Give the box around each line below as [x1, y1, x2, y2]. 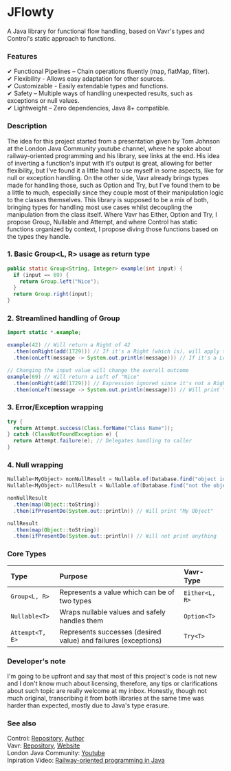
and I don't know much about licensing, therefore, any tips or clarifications [7, 679, 218, 687]
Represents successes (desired [59, 627, 162, 636]
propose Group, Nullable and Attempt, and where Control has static [7, 217, 198, 226]
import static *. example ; [7, 329, 81, 336]
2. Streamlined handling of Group [7, 313, 120, 323]
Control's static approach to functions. [7, 34, 116, 42]
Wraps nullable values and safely [59, 607, 166, 616]
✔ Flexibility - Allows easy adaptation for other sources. [7, 75, 165, 83]
